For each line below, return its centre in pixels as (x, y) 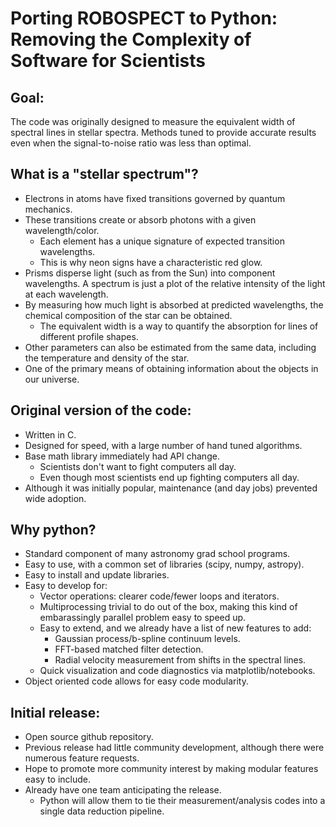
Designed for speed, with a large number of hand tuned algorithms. (163, 445)
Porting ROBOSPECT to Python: (144, 18)
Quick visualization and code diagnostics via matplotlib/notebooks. (177, 671)
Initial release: (55, 712)
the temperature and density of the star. (107, 358)
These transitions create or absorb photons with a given (140, 219)
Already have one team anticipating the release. (123, 790)
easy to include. (58, 779)
